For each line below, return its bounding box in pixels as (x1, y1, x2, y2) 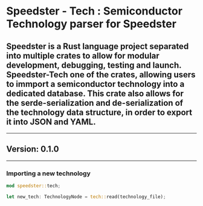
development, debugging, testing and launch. (6, 60, 182, 70)
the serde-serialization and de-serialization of (6, 98, 183, 108)
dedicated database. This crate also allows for (6, 88, 184, 98)
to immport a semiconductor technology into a (6, 79, 185, 89)
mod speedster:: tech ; (6, 183, 61, 189)
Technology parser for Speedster (6, 17, 177, 31)
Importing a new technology (6, 169, 91, 178)
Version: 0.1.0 (6, 144, 59, 155)
